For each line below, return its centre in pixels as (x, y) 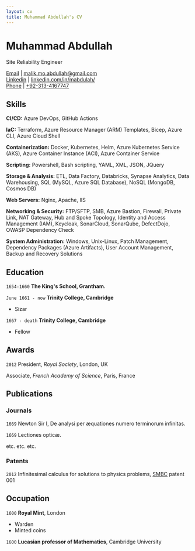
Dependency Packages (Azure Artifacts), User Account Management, (90, 248)
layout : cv (19, 11)
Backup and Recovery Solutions (44, 254)
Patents (17, 461)
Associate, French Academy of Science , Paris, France (71, 375)
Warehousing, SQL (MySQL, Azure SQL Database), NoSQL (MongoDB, (90, 183)
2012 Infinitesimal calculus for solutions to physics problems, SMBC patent (95, 474)
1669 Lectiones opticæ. (34, 434)
